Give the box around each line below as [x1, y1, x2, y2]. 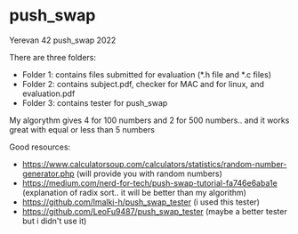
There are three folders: [9, 52, 96, 62]
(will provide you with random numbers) [76, 168, 222, 179]
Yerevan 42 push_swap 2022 [9, 35, 117, 45]
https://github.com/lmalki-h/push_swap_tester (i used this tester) [21, 197, 261, 207]
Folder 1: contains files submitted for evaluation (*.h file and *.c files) [21, 69, 271, 80]
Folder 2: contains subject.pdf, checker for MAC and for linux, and [21, 78, 265, 89]
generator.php [21, 168, 75, 179]
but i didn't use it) [21, 215, 87, 226]
